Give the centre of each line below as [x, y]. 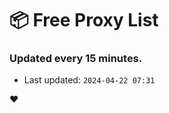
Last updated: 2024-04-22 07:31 [89, 80]
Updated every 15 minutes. [76, 59]
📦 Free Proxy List [84, 20]
